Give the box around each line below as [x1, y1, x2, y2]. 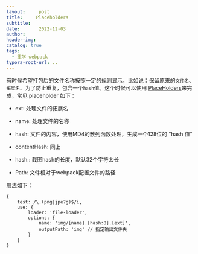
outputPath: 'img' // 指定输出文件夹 [38, 226, 127, 232]
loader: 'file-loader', [28, 209, 88, 215]
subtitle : [6, 20, 31, 26]
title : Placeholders [6, 14, 69, 21]
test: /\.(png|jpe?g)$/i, [17, 198, 83, 205]
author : [6, 31, 26, 37]
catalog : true [6, 43, 42, 49]
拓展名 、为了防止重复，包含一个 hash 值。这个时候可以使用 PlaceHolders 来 [6, 84, 187, 91]
